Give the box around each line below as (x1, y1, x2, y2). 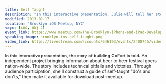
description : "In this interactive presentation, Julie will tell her (5, 12, 154, 17)
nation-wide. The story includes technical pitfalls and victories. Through (5, 63, 152, 69)
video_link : (5, 39, 30, 44)
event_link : (5, 30, 30, 35)
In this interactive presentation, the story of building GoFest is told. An (5, 53, 147, 58)
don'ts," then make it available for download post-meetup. (5, 73, 124, 79)
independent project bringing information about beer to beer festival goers (5, 57, 157, 64)
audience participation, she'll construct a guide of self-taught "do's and (5, 68, 151, 74)
